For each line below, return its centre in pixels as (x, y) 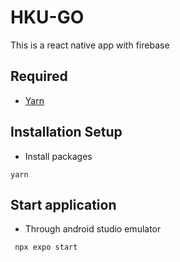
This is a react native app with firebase (90, 45)
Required (39, 76)
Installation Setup (66, 132)
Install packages (58, 156)
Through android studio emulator (93, 229)
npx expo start (46, 247)
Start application (63, 204)
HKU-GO (47, 17)
